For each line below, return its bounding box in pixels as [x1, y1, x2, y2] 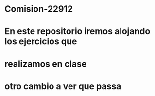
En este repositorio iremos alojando [4, 26, 151, 37]
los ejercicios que [4, 36, 77, 47]
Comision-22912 [4, 3, 73, 15]
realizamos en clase [4, 58, 87, 69]
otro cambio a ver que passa [4, 80, 121, 92]
